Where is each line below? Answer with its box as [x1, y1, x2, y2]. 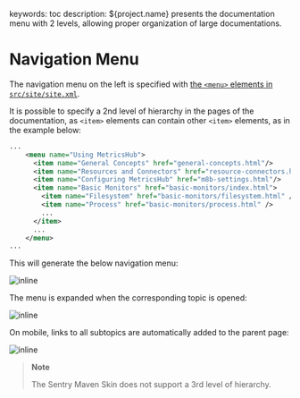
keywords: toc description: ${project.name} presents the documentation [9, 9, 275, 19]
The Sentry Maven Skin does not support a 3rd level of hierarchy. [30, 379, 272, 390]
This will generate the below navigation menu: [9, 258, 179, 268]
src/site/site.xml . [9, 88, 80, 98]
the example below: [9, 124, 82, 135]
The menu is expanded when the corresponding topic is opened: [9, 292, 247, 303]
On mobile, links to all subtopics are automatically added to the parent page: [9, 327, 289, 338]
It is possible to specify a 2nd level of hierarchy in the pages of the [9, 106, 254, 116]
